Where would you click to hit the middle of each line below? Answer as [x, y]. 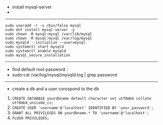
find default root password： [41, 69]
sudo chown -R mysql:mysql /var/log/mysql [49, 38]
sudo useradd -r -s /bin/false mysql [43, 26]
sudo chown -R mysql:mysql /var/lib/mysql [49, 34]
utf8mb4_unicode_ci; [33, 103]
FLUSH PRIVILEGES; [31, 118]
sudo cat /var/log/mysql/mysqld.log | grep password [65, 75]
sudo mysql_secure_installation [38, 55]
